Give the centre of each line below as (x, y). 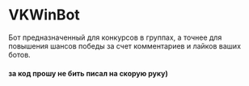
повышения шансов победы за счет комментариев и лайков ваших (124, 45)
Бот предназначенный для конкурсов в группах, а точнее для (115, 37)
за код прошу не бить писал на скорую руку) (88, 73)
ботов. (19, 54)
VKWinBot (44, 15)
